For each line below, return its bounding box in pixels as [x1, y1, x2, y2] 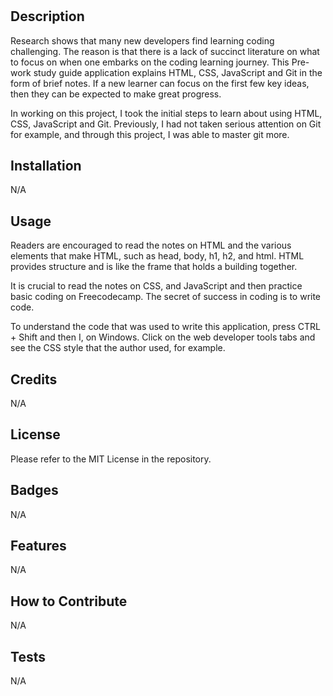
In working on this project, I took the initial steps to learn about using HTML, [10, 107, 323, 119]
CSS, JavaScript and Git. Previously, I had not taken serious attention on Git [10, 118, 322, 130]
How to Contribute [10, 593, 128, 610]
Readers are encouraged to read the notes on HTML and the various [10, 239, 292, 252]
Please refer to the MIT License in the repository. [10, 453, 212, 465]
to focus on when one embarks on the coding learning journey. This [10, 56, 290, 68]
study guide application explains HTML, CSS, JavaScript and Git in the [33, 66, 323, 78]
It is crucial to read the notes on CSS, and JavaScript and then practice [10, 280, 303, 292]
